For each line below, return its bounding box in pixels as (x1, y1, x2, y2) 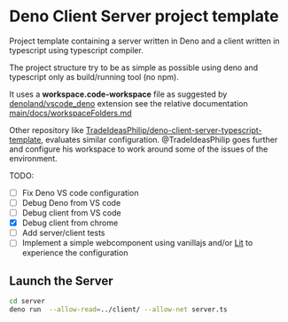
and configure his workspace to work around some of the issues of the (9, 144, 269, 154)
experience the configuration (21, 247, 128, 258)
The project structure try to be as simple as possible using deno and (9, 62, 259, 73)
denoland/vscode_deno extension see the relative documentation (9, 98, 248, 108)
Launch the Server (9, 273, 113, 288)
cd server (9, 297, 46, 306)
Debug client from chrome (21, 217, 119, 228)
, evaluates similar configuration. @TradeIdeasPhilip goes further (41, 134, 278, 145)
